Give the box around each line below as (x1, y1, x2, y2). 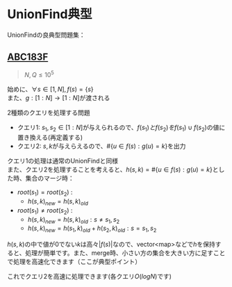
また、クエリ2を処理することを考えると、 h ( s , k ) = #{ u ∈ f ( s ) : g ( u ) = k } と (7, 165, 219, 174)
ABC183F (7, 51, 49, 63)
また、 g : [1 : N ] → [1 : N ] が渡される (7, 94, 110, 102)
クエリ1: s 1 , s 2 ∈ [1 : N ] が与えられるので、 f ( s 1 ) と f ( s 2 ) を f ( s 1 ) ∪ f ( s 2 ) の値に (17, 123, 226, 133)
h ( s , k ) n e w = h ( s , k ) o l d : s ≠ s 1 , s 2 (27, 215, 120, 225)
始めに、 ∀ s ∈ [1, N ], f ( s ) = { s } (7, 85, 94, 94)
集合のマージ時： (25, 174, 74, 183)
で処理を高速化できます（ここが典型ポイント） (7, 258, 141, 266)
